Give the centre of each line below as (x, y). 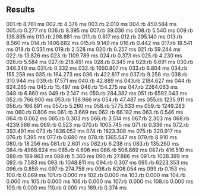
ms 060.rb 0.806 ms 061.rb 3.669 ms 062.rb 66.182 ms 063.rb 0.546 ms (95, 112)
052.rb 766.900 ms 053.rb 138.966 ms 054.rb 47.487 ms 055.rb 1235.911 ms (100, 99)
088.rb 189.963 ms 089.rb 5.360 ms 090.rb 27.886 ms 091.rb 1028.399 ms (97, 156)
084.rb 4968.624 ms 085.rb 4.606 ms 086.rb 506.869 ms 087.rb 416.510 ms (99, 150)
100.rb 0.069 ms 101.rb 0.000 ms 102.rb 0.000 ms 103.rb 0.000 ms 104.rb (96, 175)
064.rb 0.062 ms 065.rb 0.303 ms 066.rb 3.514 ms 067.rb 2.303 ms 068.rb (98, 118)
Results (20, 10)
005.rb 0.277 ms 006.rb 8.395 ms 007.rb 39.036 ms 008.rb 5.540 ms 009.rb (99, 30)
